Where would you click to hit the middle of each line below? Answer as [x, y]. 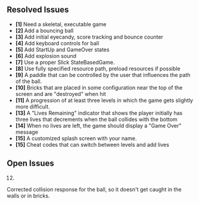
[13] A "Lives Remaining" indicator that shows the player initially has [99, 113]
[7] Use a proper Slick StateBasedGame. [65, 62]
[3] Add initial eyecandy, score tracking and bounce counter [89, 37]
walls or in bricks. [28, 196]
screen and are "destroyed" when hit [60, 94]
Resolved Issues [38, 10]
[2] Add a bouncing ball [44, 30]
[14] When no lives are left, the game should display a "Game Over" [98, 125]
